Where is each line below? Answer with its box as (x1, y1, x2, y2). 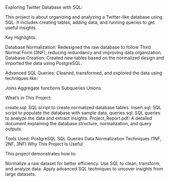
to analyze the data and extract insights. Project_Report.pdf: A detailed (5, 115, 152, 121)
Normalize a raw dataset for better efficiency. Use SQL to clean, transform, (5, 160, 161, 166)
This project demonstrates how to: (5, 151, 77, 156)
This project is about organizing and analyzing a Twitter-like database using (5, 14, 163, 20)
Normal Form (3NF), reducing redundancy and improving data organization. (5, 50, 162, 55)
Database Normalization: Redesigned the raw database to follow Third (5, 44, 151, 50)
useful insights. (5, 25, 37, 31)
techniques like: (5, 75, 38, 81)
